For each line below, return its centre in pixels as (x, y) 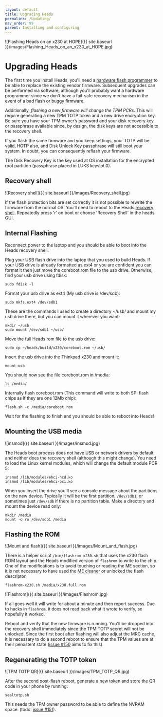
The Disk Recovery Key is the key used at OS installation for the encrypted (80, 161)
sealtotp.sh (17, 695)
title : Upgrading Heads (29, 14)
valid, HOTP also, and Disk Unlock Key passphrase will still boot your (74, 146)
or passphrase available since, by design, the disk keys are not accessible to (82, 126)
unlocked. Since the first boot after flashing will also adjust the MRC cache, (80, 634)
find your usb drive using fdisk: (36, 275)
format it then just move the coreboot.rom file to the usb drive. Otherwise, (79, 270)
